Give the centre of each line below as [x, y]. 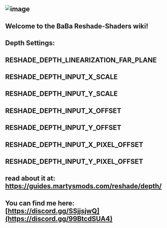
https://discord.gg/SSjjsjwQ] [54, 211]
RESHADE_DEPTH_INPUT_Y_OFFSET [63, 128]
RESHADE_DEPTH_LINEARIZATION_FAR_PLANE [81, 60]
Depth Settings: [30, 43]
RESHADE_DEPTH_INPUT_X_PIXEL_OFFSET [74, 145]
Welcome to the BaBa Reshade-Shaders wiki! [77, 26]
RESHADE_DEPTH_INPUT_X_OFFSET [63, 111]
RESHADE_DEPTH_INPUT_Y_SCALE [62, 94]
